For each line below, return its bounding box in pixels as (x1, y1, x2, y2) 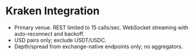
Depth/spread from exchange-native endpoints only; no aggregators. (14, 43, 183, 50)
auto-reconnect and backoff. (14, 30, 85, 37)
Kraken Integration (5, 4, 100, 18)
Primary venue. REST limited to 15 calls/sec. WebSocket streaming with (14, 24, 189, 31)
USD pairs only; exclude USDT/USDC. (14, 36, 107, 43)
